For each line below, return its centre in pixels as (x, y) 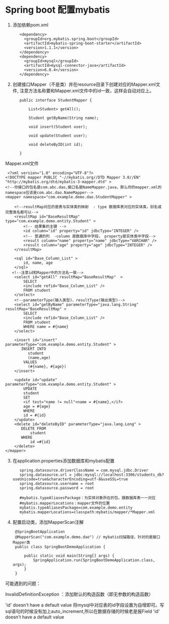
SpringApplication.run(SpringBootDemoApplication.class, (94, 560)
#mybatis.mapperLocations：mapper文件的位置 (65, 503)
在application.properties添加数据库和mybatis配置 (63, 461)
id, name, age (38, 263)
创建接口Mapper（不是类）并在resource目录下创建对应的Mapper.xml (84, 84)
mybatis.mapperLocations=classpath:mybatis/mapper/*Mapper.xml (87, 512)
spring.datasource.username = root (57, 483)
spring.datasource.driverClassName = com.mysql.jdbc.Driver (84, 470)
